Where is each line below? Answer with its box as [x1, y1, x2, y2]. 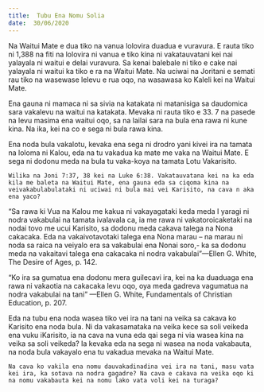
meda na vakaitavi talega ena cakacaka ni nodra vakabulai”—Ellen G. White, [8, 248, 257, 258]
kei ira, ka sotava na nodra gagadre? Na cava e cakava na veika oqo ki [8, 369, 254, 378]
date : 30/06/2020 [8, 19, 69, 27]
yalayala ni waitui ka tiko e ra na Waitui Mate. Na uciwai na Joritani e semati [8, 66, 255, 76]
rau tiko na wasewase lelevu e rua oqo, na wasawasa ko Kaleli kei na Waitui [8, 75, 256, 84]
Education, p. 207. [8, 297, 68, 307]
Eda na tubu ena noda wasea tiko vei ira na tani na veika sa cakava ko [8, 313, 237, 323]
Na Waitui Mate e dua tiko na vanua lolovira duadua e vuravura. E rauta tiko [8, 41, 254, 50]
